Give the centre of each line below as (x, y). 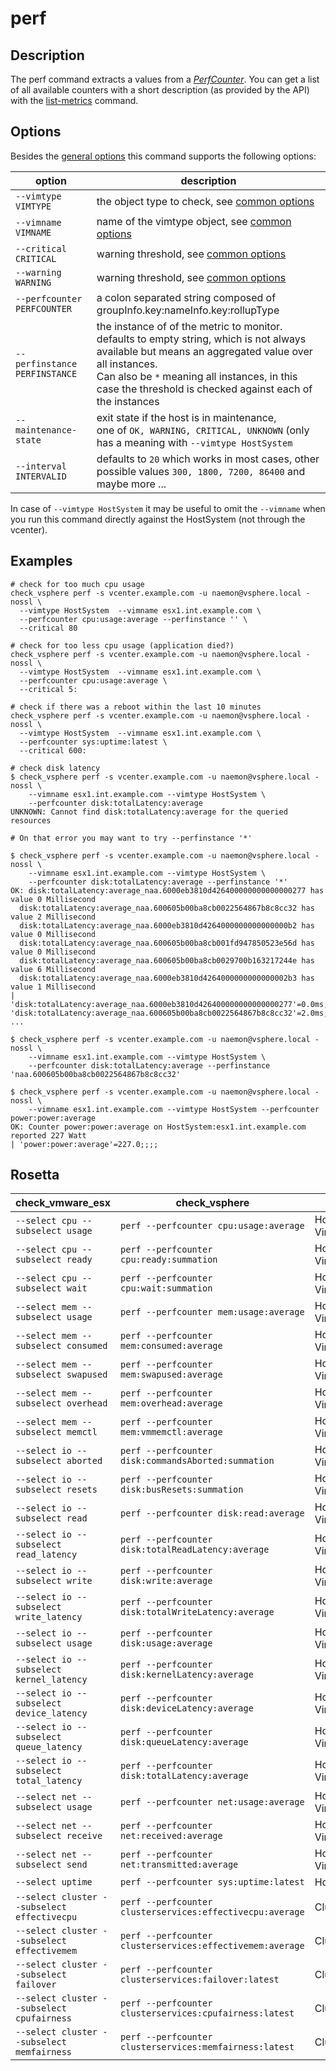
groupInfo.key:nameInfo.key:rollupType (188, 310)
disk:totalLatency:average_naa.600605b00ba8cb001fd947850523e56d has (167, 943)
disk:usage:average (166, 1643)
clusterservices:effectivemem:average (212, 1946)
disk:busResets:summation (182, 1490)
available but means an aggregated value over (204, 351)
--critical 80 (48, 628)
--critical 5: (48, 689)
